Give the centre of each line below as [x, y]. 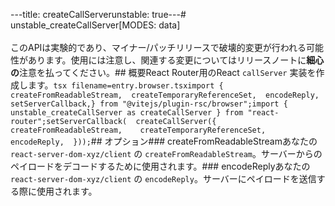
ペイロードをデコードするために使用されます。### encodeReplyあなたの [160, 166]
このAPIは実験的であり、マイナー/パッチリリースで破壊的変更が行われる [158, 47]
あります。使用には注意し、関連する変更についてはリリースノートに [167, 60]
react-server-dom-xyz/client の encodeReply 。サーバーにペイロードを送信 [163, 178]
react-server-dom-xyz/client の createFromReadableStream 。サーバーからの [166, 153]
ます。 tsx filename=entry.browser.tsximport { [125, 85]
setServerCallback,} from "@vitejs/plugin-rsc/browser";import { [149, 104]
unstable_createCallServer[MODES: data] [95, 25]
